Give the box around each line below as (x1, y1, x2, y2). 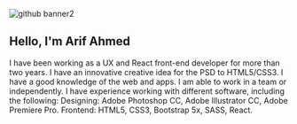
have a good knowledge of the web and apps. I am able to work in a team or (9, 76, 287, 87)
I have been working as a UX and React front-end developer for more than (9, 58, 281, 68)
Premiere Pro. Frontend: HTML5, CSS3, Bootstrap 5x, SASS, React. (9, 105, 253, 115)
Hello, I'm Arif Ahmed (9, 34, 130, 49)
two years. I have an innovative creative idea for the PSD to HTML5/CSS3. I (9, 66, 284, 77)
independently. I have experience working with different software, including (9, 85, 285, 97)
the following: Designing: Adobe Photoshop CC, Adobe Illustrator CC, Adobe (9, 95, 288, 105)
